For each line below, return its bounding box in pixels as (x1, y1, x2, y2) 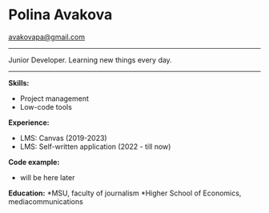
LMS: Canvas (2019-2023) (19, 133, 107, 143)
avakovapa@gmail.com (8, 32, 86, 42)
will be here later (19, 172, 75, 182)
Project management (19, 94, 90, 103)
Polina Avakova (8, 6, 113, 24)
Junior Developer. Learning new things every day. (8, 54, 172, 65)
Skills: (8, 78, 30, 87)
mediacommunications (8, 196, 84, 206)
